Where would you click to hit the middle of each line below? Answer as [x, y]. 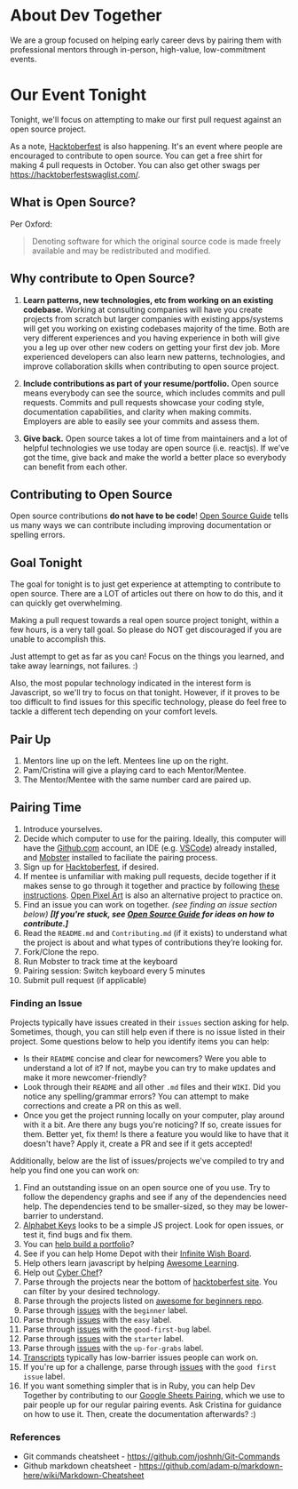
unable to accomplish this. [58, 639]
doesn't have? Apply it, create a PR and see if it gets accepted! [137, 1144]
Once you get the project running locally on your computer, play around [153, 1116]
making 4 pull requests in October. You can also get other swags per [135, 164]
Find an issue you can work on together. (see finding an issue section [150, 904]
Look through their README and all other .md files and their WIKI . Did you [152, 1087]
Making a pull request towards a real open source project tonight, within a [145, 620]
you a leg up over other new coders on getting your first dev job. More [151, 347]
